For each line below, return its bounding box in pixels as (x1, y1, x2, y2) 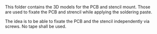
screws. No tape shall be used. (5, 23, 67, 29)
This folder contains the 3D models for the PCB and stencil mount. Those (5, 4, 151, 10)
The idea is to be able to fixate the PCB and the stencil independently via (5, 19, 150, 24)
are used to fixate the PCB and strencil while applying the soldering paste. (5, 9, 152, 15)
